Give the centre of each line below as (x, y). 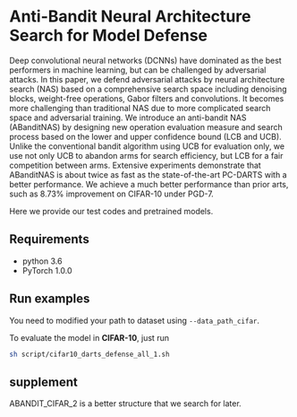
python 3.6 (42, 261)
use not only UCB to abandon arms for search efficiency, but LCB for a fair (146, 155)
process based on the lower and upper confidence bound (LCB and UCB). (145, 136)
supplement (43, 382)
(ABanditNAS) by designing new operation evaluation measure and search (146, 126)
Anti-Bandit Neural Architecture (130, 17)
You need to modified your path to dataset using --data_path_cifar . (135, 320)
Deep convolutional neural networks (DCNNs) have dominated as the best (145, 60)
